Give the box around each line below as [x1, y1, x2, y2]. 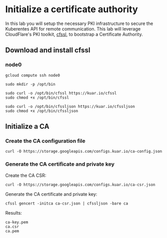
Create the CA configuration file [5, 137, 85, 144]
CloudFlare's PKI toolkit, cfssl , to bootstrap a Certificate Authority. [5, 31, 143, 37]
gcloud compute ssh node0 [5, 73, 60, 78]
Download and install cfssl [5, 46, 90, 54]
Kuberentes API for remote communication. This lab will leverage [5, 25, 141, 32]
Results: [5, 210, 22, 216]
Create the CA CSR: [5, 172, 47, 178]
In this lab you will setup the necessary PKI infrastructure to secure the [5, 20, 153, 26]
